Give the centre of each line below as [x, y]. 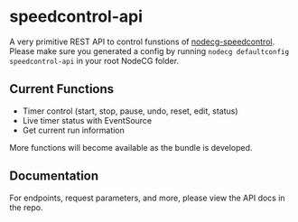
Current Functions [62, 89]
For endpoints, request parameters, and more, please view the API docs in [148, 198]
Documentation [54, 176]
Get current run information [73, 130]
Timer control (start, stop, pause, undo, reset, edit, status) [130, 111]
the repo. [26, 207]
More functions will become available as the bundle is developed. [131, 147]
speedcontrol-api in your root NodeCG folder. [94, 60]
